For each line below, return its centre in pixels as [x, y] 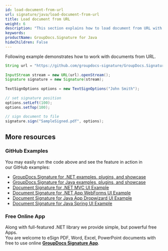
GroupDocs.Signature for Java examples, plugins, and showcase [79, 182]
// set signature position [33, 98]
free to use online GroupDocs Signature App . [52, 243]
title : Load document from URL [38, 19]
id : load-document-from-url [34, 10]
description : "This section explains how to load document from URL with [84, 28]
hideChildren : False [27, 42]
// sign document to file [32, 117]
